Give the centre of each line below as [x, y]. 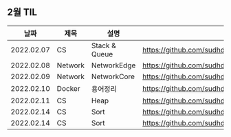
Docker [68, 88]
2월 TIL [22, 12]
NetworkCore [113, 76]
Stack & [103, 45]
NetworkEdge [113, 65]
